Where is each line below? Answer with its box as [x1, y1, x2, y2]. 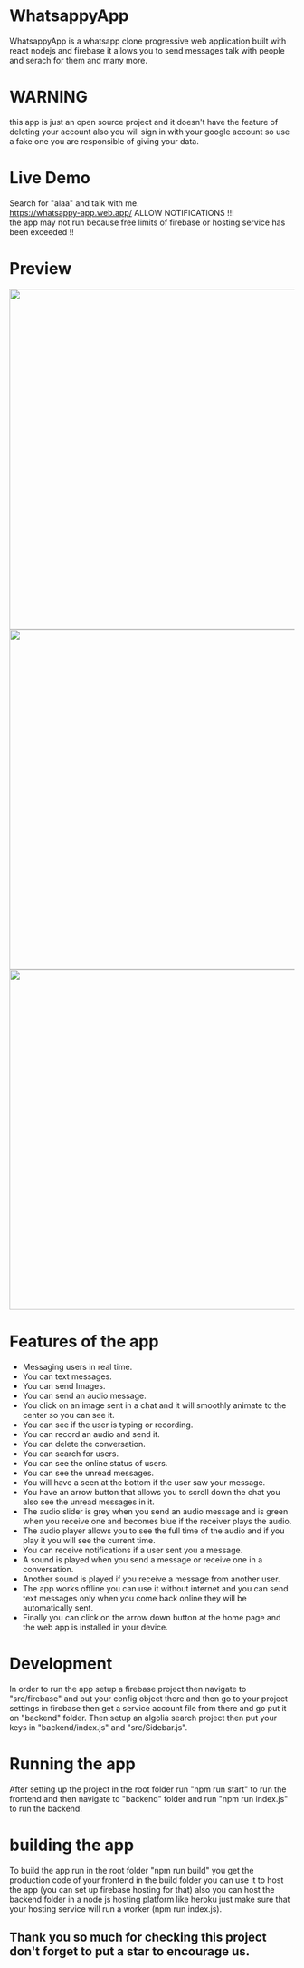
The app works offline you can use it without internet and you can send [22, 1582, 289, 1593]
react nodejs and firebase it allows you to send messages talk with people [9, 44, 285, 55]
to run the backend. [9, 1803, 83, 1814]
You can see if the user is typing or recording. [22, 1419, 194, 1430]
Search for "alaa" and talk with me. [9, 197, 139, 209]
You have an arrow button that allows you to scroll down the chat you [22, 1486, 280, 1497]
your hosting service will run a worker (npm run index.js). [9, 1903, 223, 1914]
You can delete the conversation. [22, 1438, 147, 1449]
